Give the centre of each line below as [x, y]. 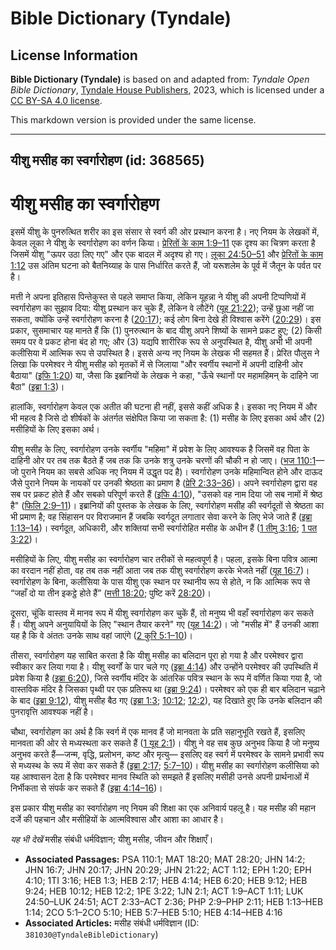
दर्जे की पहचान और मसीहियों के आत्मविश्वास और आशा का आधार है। [117, 819]
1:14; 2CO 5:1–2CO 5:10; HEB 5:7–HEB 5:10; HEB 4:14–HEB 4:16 [153, 913]
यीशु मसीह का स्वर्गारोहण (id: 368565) [107, 160]
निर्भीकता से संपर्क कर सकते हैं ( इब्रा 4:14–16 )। [86, 788]
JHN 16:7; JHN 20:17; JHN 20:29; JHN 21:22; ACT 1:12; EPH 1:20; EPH [168, 870]
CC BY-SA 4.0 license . [56, 100]
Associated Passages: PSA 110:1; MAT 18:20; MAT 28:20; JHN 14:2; [165, 859]
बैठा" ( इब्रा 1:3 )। [37, 387]
